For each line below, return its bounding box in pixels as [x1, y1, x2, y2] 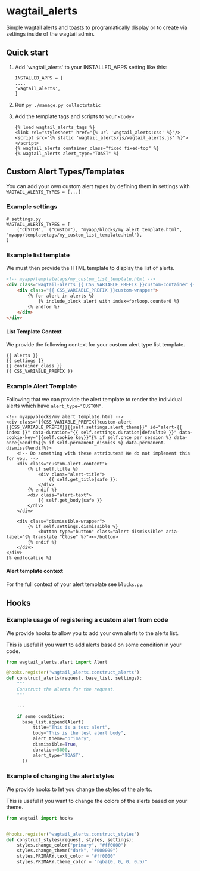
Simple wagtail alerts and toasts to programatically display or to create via [6, 24, 187, 31]
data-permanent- [126, 440, 167, 446]
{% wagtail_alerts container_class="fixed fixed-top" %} [14, 145, 160, 151]
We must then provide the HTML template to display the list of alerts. [6, 265, 175, 272]
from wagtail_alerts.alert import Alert [6, 659, 108, 665]
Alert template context [6, 568, 64, 575]
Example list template [6, 251, 70, 259]
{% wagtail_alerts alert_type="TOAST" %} [14, 151, 119, 157]
